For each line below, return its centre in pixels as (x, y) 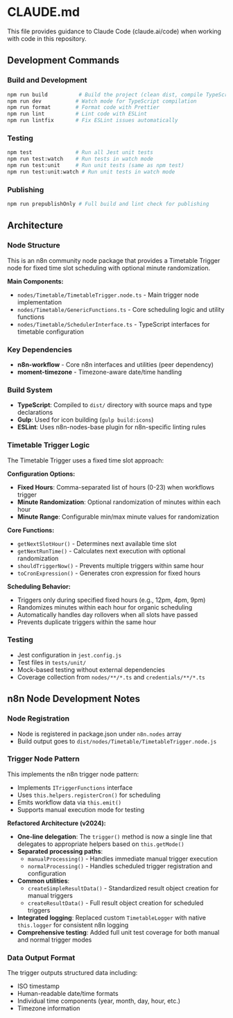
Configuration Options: (41, 474)
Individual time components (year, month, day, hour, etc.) (99, 1001)
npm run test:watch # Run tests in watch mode (80, 159)
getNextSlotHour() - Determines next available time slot (97, 543)
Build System (30, 390)
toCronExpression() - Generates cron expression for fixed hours (109, 573)
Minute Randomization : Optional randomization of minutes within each (119, 502)
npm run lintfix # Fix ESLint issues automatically (93, 121)
